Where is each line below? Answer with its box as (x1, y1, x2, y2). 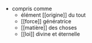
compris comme (11, 5, 53, 12)
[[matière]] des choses (20, 24, 77, 31)
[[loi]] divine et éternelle (20, 30, 81, 38)
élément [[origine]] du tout (20, 11, 86, 19)
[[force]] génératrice (20, 18, 72, 24)
